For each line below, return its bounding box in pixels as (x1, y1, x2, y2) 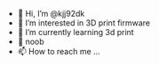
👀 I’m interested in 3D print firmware (17, 18, 151, 28)
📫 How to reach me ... (17, 47, 100, 56)
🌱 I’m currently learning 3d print (17, 27, 135, 37)
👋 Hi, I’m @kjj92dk (17, 9, 85, 18)
